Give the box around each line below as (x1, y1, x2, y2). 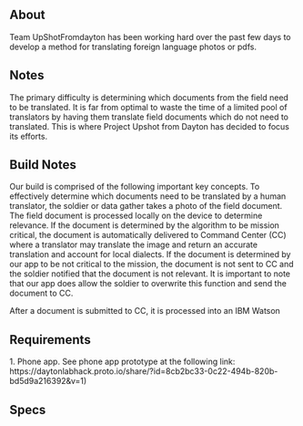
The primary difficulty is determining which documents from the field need (9, 91, 289, 103)
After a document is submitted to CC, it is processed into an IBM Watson (9, 306, 280, 317)
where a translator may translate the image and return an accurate (9, 239, 258, 250)
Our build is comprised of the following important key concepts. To (9, 182, 260, 192)
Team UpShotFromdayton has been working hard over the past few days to (9, 31, 291, 42)
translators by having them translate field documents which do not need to (9, 111, 289, 122)
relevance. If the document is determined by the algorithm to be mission (9, 220, 280, 231)
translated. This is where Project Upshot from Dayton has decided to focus (9, 120, 289, 131)
